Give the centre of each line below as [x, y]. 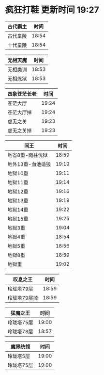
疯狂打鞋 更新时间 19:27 [52, 10]
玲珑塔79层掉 [23, 298]
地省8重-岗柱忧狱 [28, 155]
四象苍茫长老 [22, 94]
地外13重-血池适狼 [29, 164]
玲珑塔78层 [20, 331]
